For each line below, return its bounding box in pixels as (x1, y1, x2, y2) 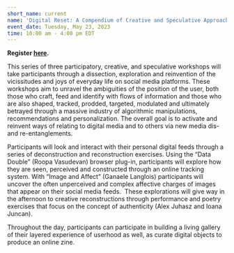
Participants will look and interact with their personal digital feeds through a (7, 143, 224, 151)
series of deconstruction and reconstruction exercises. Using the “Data (7, 150, 211, 159)
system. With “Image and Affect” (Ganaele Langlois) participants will (7, 173, 203, 181)
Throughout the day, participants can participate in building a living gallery (7, 223, 221, 231)
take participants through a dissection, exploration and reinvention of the (7, 70, 216, 78)
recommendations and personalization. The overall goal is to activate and (7, 115, 218, 123)
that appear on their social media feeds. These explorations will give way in (7, 187, 225, 196)
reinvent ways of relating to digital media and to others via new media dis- (7, 122, 220, 130)
